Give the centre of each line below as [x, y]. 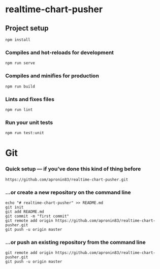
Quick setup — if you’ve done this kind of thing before [73, 169]
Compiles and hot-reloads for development [60, 52]
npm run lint [19, 110]
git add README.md [25, 212]
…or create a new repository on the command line [68, 192]
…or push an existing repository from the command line [75, 242]
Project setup [27, 28]
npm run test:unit [25, 133]
